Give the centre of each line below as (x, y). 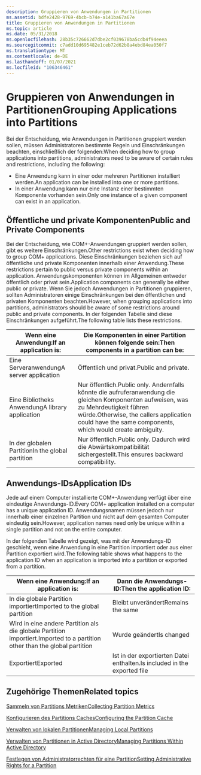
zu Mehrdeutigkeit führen (113, 408)
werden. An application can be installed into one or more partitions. (97, 183)
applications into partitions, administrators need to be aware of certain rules (100, 158)
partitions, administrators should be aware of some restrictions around (93, 308)
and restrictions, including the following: (56, 165)
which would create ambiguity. (121, 430)
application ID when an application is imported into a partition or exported (97, 560)
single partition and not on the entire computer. (64, 529)
